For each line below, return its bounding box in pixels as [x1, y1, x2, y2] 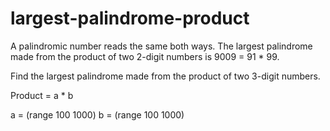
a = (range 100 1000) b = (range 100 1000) [10, 108, 185, 121]
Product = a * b [10, 89, 74, 101]
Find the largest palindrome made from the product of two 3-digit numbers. [10, 70, 321, 82]
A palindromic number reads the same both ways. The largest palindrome [10, 40, 313, 52]
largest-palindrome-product [10, 7, 250, 30]
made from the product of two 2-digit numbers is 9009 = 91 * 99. [10, 50, 280, 62]
